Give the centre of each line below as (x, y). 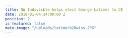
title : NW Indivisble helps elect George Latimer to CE (64, 10)
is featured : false (25, 23)
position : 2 (17, 19)
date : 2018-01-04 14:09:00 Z (35, 14)
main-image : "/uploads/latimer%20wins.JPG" (51, 28)
